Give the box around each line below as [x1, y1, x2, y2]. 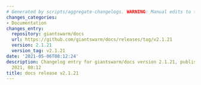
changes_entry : [6, 25, 44, 32]
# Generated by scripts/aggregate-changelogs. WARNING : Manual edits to [6, 8, 191, 15]
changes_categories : [6, 14, 58, 20]
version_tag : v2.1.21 [11, 48, 66, 54]
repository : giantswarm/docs [11, 31, 84, 37]
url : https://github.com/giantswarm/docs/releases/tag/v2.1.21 [11, 37, 172, 42]
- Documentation [6, 20, 47, 26]
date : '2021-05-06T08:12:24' [6, 53, 79, 59]
